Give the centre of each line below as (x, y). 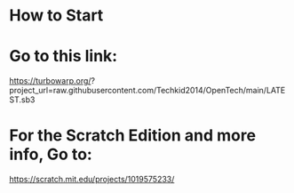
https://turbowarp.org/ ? (52, 81)
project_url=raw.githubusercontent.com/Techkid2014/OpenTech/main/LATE (147, 91)
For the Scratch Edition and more (132, 136)
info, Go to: (51, 154)
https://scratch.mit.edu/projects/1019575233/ (92, 180)
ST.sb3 (22, 100)
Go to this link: (64, 56)
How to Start (56, 16)
